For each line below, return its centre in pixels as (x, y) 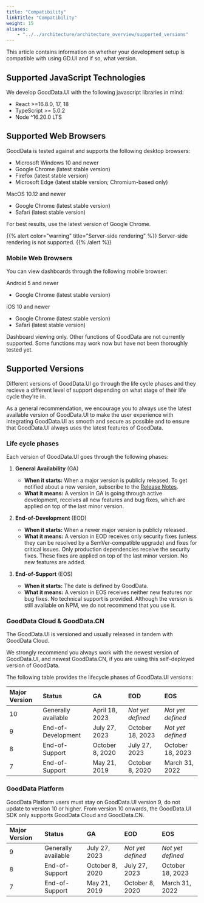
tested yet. (20, 350)
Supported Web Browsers (56, 136)
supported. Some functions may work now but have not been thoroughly (97, 343)
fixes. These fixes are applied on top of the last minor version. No (106, 556)
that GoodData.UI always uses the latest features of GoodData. (85, 428)
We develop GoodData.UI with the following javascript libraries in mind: (95, 92)
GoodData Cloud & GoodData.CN (56, 621)
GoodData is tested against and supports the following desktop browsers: (98, 150)
